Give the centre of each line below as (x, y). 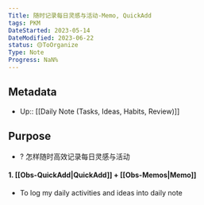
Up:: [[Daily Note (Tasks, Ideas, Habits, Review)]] (100, 111)
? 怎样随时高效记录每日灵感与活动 (75, 157)
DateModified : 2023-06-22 (51, 38)
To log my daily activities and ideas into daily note (101, 192)
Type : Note (26, 52)
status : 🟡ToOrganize (43, 45)
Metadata (33, 92)
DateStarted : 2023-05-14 (49, 30)
